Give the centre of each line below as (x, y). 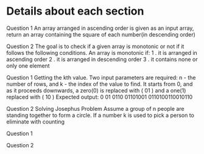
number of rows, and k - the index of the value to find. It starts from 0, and (100, 84)
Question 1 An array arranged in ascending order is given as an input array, (100, 28)
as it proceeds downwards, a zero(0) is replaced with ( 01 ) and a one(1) (96, 90)
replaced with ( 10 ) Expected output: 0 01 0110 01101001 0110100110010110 (100, 97)
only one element (28, 66)
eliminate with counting (36, 121)
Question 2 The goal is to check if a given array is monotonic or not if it (95, 46)
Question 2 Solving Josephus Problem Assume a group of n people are (95, 108)
